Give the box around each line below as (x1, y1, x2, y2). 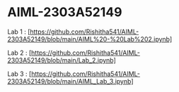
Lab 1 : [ (7, 27, 30, 36)
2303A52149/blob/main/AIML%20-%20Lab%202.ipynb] (7, 34, 173, 43)
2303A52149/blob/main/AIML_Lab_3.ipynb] (7, 77, 134, 85)
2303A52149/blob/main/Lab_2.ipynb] (7, 55, 117, 64)
